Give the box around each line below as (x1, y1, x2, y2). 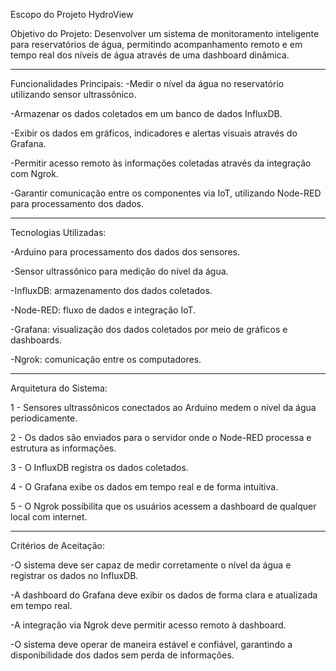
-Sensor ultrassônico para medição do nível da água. (10, 265, 229, 277)
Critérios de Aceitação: (10, 540, 105, 551)
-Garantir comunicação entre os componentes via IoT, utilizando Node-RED (10, 187, 322, 199)
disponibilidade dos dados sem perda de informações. (10, 649, 235, 661)
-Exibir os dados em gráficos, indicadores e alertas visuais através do (10, 127, 298, 139)
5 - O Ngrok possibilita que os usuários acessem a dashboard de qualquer (10, 500, 317, 512)
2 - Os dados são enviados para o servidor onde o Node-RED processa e (10, 432, 312, 443)
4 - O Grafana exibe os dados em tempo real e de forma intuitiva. (10, 481, 279, 493)
